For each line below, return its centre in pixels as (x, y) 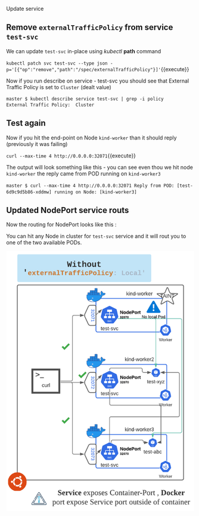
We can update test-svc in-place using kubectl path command (84, 51)
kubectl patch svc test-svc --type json (57, 63)
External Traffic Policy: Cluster (50, 105)
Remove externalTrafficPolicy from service (90, 27)
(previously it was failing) (37, 144)
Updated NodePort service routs (68, 210)
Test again (26, 123)
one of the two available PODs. (44, 242)
